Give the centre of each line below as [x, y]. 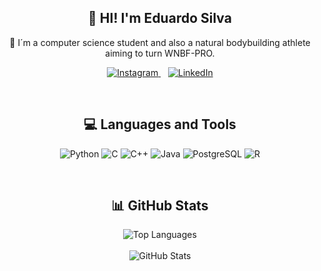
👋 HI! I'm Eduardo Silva [160, 18]
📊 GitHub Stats [160, 206]
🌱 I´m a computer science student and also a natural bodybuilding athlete [160, 42]
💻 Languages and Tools [160, 124]
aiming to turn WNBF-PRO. [160, 53]
